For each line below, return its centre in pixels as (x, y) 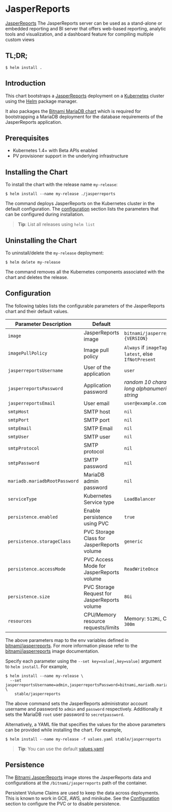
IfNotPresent (140, 359)
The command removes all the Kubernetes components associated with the (85, 272)
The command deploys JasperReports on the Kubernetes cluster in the (80, 204)
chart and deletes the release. (37, 277)
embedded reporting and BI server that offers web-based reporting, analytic (86, 28)
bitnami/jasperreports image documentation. (52, 651)
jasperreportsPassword (35, 388)
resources (20, 621)
